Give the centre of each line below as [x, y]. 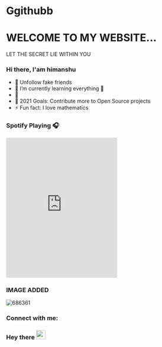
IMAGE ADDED [27, 290]
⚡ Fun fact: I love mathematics [51, 108]
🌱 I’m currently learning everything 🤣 [59, 89]
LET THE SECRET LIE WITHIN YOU [48, 54]
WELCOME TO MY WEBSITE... [81, 38]
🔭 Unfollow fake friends [43, 82]
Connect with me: [32, 318]
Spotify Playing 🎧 [33, 126]
